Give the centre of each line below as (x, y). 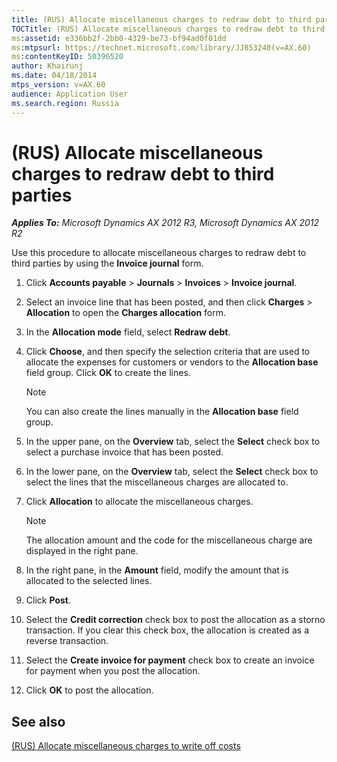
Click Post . (48, 600)
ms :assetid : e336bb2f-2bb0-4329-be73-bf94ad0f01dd (119, 38)
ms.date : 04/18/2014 (54, 76)
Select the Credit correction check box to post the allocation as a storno (175, 620)
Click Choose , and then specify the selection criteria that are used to (168, 352)
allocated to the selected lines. (89, 581)
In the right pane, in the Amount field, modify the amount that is (157, 570)
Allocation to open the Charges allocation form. (125, 313)
